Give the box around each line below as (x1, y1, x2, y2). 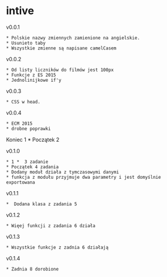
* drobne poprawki (6, 125, 51, 132)
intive (6, 4, 34, 18)
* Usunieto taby (6, 40, 46, 46)
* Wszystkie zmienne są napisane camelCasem (6, 45, 117, 51)
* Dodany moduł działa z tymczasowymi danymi (6, 169, 119, 175)
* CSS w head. (6, 99, 41, 105)
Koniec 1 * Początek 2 (6, 136, 60, 143)
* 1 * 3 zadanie (6, 159, 49, 165)
